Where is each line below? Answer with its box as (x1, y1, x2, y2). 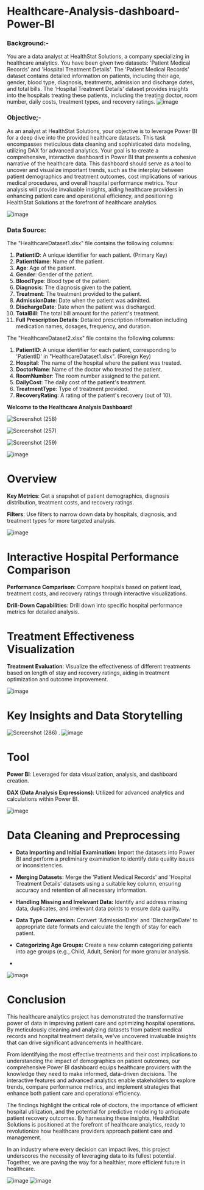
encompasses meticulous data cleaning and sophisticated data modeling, (7, 140, 191, 148)
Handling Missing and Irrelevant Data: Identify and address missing (15, 898, 188, 905)
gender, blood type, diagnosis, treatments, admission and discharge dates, (7, 79, 195, 86)
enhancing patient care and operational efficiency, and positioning (7, 192, 173, 199)
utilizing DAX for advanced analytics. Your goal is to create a (7, 146, 159, 154)
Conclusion (7, 992, 66, 1006)
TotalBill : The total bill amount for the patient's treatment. (15, 310, 160, 317)
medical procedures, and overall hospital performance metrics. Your (7, 179, 178, 187)
